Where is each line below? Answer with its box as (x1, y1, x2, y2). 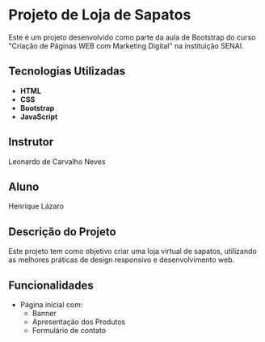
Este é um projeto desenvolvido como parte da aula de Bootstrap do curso (8, 32, 256, 42)
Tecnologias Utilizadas (8, 65, 126, 78)
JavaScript (19, 112, 58, 121)
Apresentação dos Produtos (32, 317, 126, 327)
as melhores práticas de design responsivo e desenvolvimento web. (8, 255, 235, 264)
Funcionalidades (8, 278, 95, 292)
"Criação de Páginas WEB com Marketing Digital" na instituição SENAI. (8, 40, 244, 50)
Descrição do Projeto (8, 225, 116, 239)
